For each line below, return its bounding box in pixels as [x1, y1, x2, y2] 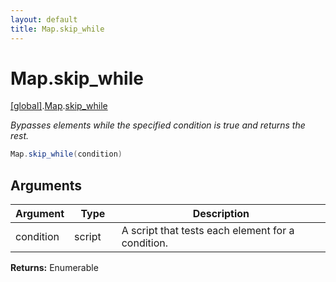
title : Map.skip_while [10, 24, 105, 34]
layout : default [10, 14, 78, 25]
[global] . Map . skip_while [10, 100, 108, 112]
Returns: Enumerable [10, 262, 99, 274]
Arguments [10, 177, 83, 194]
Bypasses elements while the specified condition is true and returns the [10, 119, 306, 131]
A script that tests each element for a [121, 224, 295, 238]
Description [192, 207, 250, 221]
